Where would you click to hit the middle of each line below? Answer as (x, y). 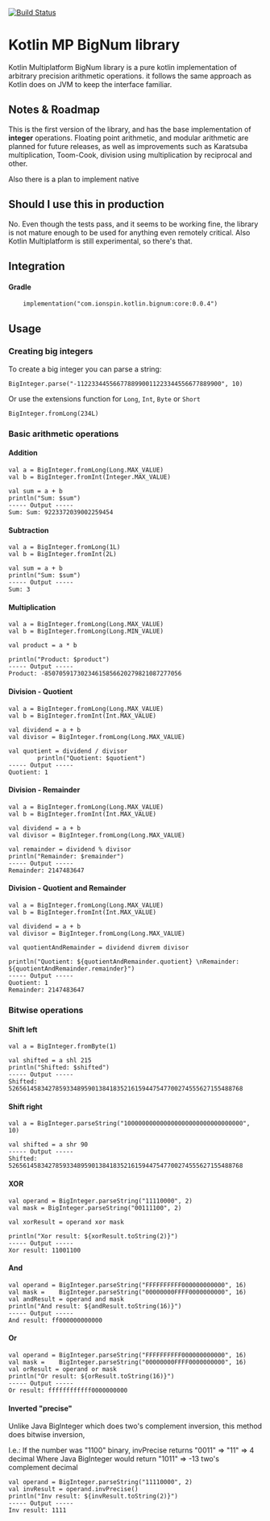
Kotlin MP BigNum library (94, 45)
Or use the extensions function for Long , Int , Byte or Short (104, 398)
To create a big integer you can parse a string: (85, 369)
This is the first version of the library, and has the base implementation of (130, 129)
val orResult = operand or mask (62, 1369)
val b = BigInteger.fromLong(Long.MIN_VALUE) (86, 632)
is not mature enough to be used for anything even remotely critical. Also (129, 232)
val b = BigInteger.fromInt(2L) (62, 555)
